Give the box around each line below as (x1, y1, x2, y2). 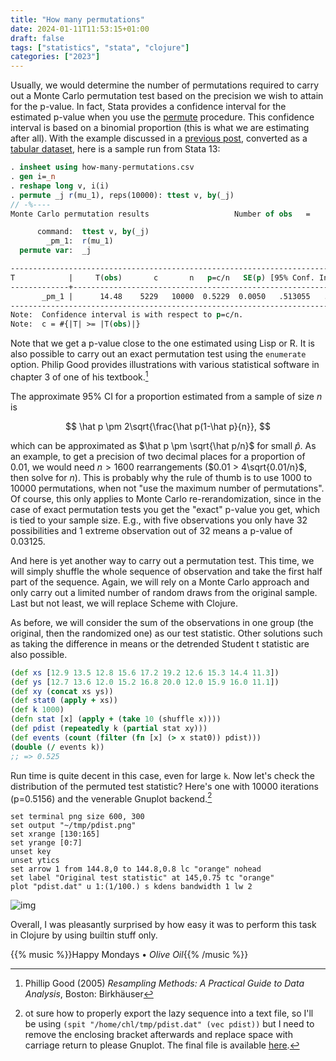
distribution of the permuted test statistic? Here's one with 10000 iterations (10, 780, 319, 792)
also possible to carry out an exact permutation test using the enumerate (10, 348, 307, 360)
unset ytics (10, 856, 60, 866)
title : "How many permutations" (10, 14, 145, 25)
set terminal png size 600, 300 (10, 812, 145, 822)
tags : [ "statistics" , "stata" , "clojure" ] (10, 42, 190, 53)
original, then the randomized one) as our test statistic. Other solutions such (10, 627, 323, 639)
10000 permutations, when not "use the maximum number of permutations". (10, 482, 325, 494)
